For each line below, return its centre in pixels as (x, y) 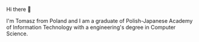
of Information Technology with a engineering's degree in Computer (91, 27)
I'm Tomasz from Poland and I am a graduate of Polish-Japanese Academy (99, 21)
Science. (17, 34)
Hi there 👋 (19, 9)
